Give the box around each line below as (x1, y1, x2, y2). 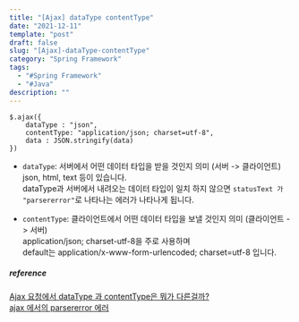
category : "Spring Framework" (9, 55, 123, 64)
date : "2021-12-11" (9, 21, 82, 30)
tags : (9, 64, 30, 72)
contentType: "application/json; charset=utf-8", (25, 128, 215, 137)
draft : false (9, 38, 58, 47)
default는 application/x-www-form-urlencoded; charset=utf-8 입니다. (21, 247, 278, 258)
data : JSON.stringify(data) (25, 136, 134, 145)
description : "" (9, 88, 70, 97)
